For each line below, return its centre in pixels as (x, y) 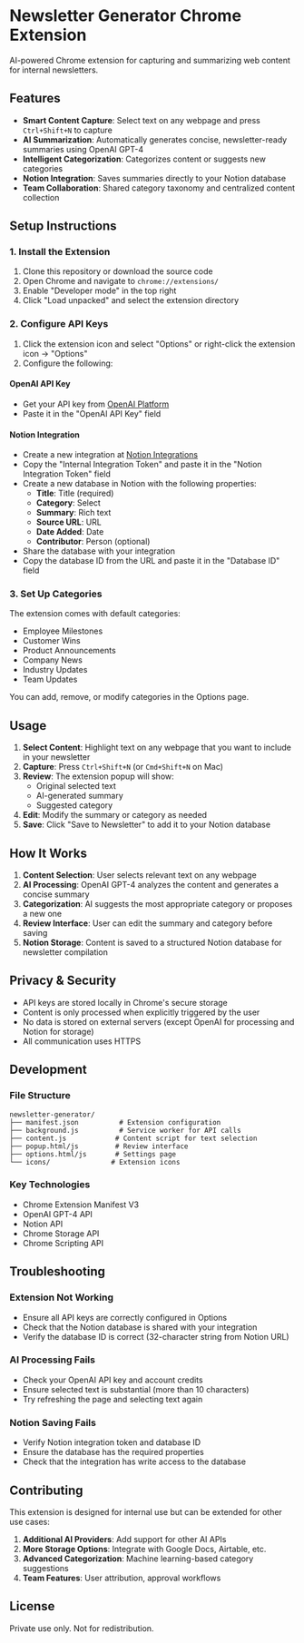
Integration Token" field (67, 474)
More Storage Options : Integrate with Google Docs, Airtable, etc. (144, 1549)
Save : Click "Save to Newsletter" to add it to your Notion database (146, 825)
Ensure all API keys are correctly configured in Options (125, 1317)
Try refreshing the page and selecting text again (113, 1399)
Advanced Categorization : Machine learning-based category (138, 1559)
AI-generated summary (80, 796)
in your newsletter (56, 757)
